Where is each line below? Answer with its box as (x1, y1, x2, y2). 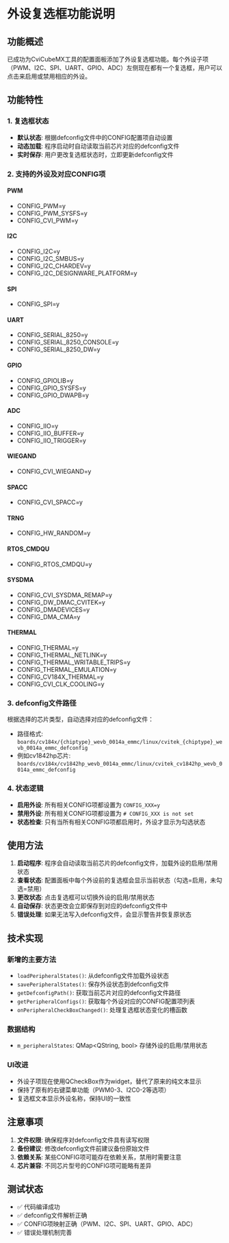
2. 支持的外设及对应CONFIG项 (7, 169, 106, 179)
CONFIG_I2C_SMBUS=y (16, 255, 84, 263)
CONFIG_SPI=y (16, 300, 60, 308)
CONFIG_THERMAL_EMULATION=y (16, 666, 117, 674)
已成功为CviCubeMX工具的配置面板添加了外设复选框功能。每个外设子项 (7, 55, 208, 63)
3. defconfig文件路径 (7, 698, 77, 707)
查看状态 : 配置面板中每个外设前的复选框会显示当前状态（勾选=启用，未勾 (16, 876, 223, 884)
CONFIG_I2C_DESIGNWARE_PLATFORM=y (16, 269, 138, 277)
